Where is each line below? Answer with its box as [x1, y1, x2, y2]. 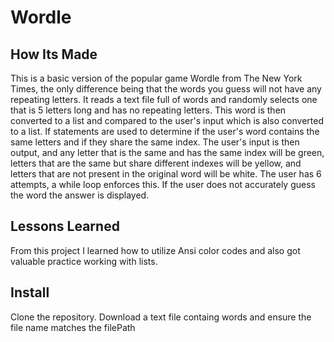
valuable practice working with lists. [10, 255, 158, 267]
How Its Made [10, 46, 98, 63]
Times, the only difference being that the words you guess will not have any [10, 83, 322, 95]
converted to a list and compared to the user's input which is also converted [10, 115, 324, 126]
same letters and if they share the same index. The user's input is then [10, 136, 300, 148]
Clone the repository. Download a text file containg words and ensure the [10, 311, 312, 323]
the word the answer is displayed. [10, 189, 150, 201]
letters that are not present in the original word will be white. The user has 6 [10, 168, 322, 180]
